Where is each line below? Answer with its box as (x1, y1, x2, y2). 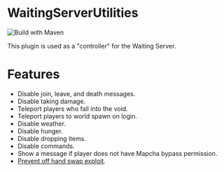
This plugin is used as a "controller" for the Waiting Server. (7, 41, 176, 50)
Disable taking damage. (17, 97, 86, 105)
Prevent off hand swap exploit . (17, 157, 106, 165)
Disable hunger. (17, 126, 63, 135)
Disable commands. (17, 142, 75, 150)
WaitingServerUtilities (7, 5, 139, 21)
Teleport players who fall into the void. (17, 104, 128, 113)
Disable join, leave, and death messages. (17, 89, 136, 98)
